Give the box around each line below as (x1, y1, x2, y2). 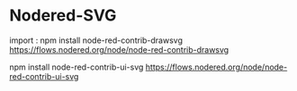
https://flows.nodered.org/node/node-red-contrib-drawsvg (9, 44, 229, 54)
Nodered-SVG (9, 5, 117, 26)
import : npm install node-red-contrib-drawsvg (9, 35, 183, 45)
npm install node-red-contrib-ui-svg (9, 62, 144, 72)
